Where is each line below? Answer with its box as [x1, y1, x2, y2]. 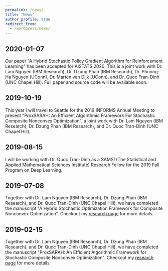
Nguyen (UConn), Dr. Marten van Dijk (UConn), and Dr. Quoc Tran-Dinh [12, 74, 159, 80]
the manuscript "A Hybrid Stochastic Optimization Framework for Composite [5, 205, 163, 211]
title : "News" [5, 12, 35, 17]
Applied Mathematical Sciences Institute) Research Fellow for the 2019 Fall [5, 162, 159, 168]
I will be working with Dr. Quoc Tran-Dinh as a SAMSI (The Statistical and [5, 156, 156, 162]
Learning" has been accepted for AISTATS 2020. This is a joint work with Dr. [5, 63, 163, 69]
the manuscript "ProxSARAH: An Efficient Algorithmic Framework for [5, 249, 147, 255]
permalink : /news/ [5, 7, 44, 13]
